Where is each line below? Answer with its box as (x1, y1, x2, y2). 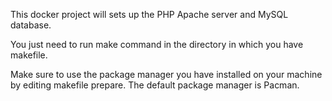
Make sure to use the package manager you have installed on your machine (10, 69, 323, 80)
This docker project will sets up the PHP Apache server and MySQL (10, 9, 289, 20)
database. (10, 19, 52, 31)
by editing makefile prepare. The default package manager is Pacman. (10, 79, 300, 91)
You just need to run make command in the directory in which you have (10, 39, 304, 50)
